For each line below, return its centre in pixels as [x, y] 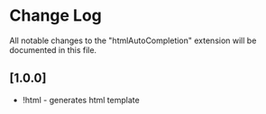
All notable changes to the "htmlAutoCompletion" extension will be [133, 40]
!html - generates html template [81, 100]
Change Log [55, 16]
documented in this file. [53, 49]
